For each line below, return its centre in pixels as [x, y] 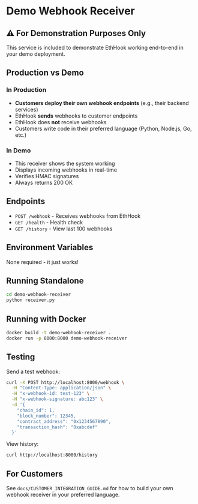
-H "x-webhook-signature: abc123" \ [57, 399]
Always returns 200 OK [44, 182]
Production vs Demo [45, 73]
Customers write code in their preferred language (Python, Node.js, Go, [103, 128]
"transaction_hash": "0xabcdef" [57, 427]
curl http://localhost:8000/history [52, 455]
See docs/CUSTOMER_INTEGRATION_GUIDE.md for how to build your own [90, 488]
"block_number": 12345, [47, 416]
